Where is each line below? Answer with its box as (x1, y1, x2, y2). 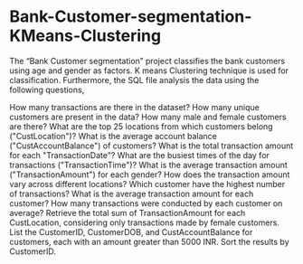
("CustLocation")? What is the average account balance (9, 130, 217, 141)
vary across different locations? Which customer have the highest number (9, 178, 286, 189)
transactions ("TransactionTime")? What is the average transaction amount (9, 159, 288, 170)
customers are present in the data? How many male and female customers (9, 111, 287, 122)
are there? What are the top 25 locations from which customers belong (9, 120, 273, 132)
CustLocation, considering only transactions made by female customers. (9, 217, 280, 228)
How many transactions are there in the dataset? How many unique (9, 101, 260, 112)
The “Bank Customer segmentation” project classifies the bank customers (9, 55, 286, 66)
